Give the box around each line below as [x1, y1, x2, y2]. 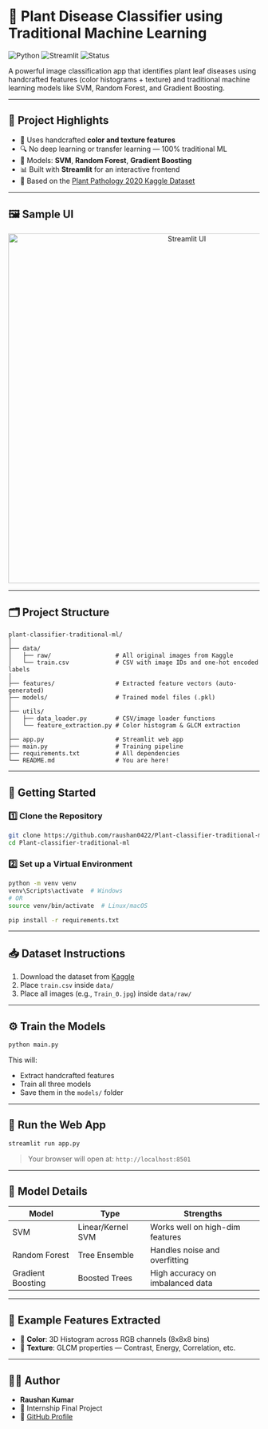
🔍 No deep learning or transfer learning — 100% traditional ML [19, 144, 227, 153]
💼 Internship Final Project [19, 1403, 103, 1413]
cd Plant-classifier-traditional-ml [8, 838, 130, 846]
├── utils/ [8, 707, 45, 716]
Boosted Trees [77, 1272, 133, 1284]
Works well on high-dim [150, 1222, 241, 1233]
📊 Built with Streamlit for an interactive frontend [19, 164, 180, 174]
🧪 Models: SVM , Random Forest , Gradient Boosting [19, 155, 192, 165]
